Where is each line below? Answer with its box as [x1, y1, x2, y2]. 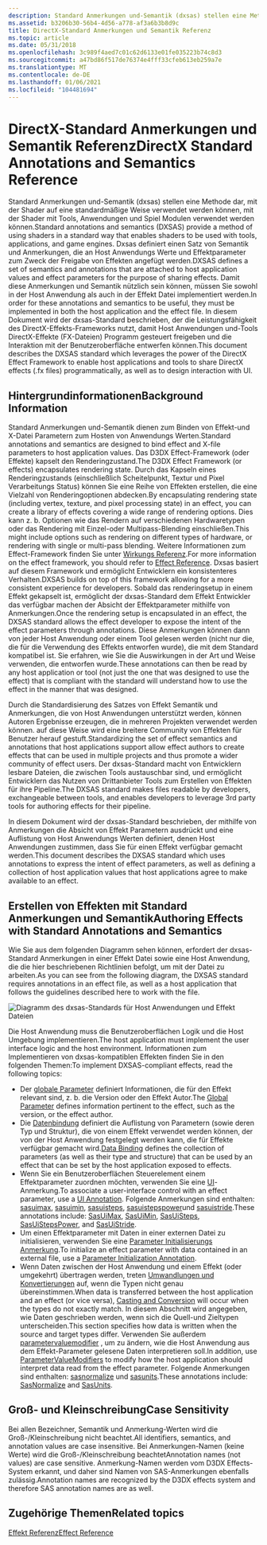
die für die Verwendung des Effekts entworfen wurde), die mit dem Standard [8, 642, 258, 652]
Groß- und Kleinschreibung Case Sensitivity [8, 1403, 230, 1417]
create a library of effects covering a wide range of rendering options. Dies [8, 507, 253, 517]
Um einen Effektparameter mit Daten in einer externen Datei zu [19, 1228, 226, 1237]
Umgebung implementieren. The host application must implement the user [8, 1035, 250, 1045]
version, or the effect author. [19, 1109, 114, 1119]
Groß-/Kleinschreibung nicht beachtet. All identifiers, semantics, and [8, 1433, 231, 1442]
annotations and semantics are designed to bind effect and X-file [8, 439, 221, 449]
